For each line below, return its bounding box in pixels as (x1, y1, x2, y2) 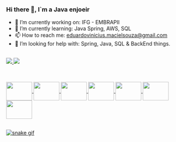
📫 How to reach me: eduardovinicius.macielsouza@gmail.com (14, 32, 168, 39)
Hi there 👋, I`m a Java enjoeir (6, 5, 90, 14)
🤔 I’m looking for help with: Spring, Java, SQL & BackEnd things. (14, 40, 171, 47)
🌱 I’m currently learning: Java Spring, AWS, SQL (14, 25, 132, 32)
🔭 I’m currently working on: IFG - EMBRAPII (14, 19, 120, 26)
